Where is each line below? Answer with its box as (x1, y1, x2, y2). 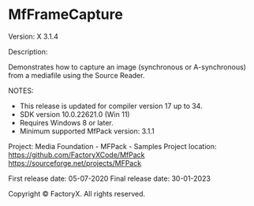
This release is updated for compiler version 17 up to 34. (19, 101, 203, 110)
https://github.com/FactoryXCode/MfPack (8, 150, 145, 159)
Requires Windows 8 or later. (19, 118, 114, 127)
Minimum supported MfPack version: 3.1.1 (19, 126, 155, 136)
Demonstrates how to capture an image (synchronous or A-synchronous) (8, 62, 247, 72)
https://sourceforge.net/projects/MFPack (8, 158, 142, 167)
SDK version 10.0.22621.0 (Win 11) (19, 109, 130, 119)
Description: (8, 47, 48, 56)
